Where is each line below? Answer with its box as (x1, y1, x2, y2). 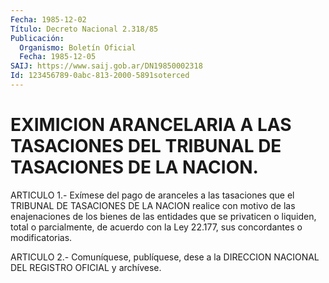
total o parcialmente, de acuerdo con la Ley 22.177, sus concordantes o (10, 221, 303, 233)
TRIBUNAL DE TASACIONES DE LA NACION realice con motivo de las (10, 199, 296, 211)
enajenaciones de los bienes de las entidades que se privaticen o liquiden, (10, 210, 317, 222)
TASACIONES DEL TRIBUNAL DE (10, 135, 282, 158)
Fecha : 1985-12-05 (19, 52, 97, 62)
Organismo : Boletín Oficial (19, 42, 137, 53)
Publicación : (10, 33, 65, 43)
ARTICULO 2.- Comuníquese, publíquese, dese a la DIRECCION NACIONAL (10, 251, 320, 263)
